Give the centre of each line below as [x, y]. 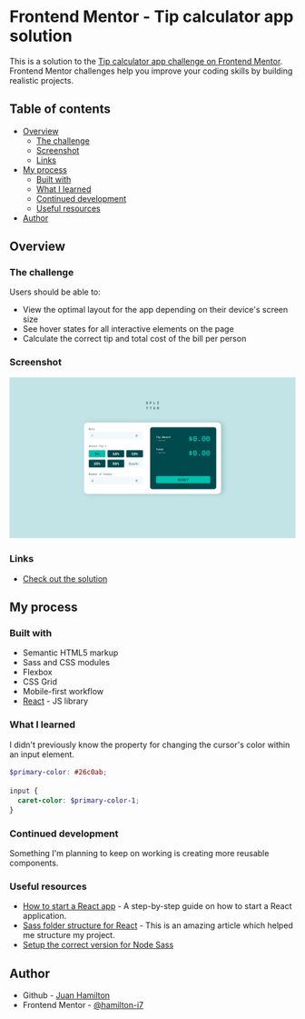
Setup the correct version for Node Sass [98, 945]
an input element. [42, 754]
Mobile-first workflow [63, 692]
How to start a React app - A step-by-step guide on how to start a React [157, 906]
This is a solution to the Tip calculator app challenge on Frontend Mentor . [146, 61]
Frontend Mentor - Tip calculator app [152, 17]
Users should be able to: [55, 292]
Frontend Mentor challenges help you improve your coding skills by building [151, 71]
